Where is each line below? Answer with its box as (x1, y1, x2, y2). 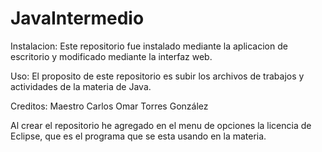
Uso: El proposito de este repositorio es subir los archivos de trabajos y (10, 70, 305, 82)
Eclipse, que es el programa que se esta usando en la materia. (10, 130, 267, 142)
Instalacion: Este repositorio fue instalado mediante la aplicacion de (10, 40, 288, 52)
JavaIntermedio (10, 7, 145, 30)
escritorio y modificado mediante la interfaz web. (10, 50, 213, 62)
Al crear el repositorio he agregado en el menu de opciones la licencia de (10, 119, 312, 131)
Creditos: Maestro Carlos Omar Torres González (10, 100, 209, 112)
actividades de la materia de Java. (10, 80, 152, 92)
